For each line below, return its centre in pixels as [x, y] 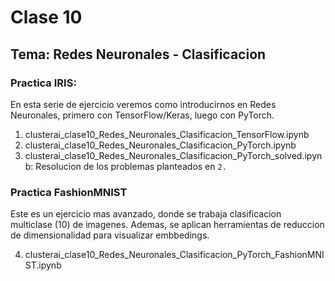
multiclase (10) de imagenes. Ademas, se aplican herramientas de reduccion [167, 225]
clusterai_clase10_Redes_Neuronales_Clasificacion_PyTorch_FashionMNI [174, 255]
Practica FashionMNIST [69, 192]
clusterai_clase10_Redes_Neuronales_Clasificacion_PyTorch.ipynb [160, 145]
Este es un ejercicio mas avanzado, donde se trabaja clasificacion [146, 214]
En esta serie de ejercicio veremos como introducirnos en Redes [143, 104]
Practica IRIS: [43, 83]
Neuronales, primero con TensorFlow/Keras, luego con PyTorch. [142, 115]
